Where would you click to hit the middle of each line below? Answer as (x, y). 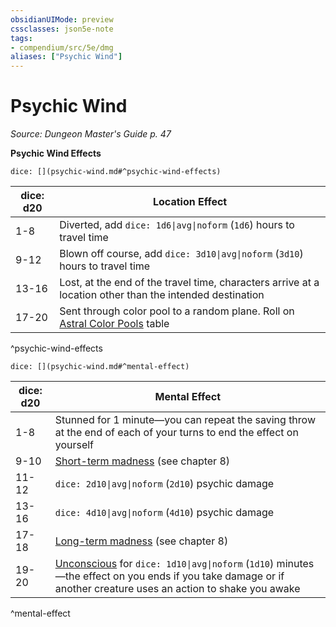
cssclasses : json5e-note (62, 29)
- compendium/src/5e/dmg (62, 47)
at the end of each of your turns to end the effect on (176, 433)
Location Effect (190, 202)
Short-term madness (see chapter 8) (142, 461)
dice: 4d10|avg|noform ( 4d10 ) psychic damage (164, 513)
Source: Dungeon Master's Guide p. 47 (91, 134)
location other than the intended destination (162, 295)
